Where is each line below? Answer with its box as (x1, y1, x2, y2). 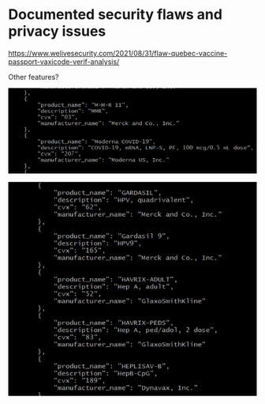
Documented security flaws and (8, 6, 223, 24)
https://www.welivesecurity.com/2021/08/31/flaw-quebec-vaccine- (8, 48, 228, 58)
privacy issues (8, 22, 106, 40)
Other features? (8, 72, 59, 81)
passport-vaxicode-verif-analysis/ (8, 57, 120, 66)
